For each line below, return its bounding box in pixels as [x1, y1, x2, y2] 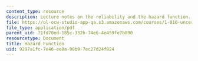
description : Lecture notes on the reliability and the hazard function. [6, 14, 192, 20]
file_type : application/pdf [6, 24, 75, 31]
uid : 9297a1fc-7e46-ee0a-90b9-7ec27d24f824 [6, 46, 115, 52]
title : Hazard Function [6, 41, 65, 47]
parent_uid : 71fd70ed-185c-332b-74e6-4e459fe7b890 [6, 30, 133, 36]
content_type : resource [6, 8, 65, 15]
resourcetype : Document [6, 35, 65, 41]
